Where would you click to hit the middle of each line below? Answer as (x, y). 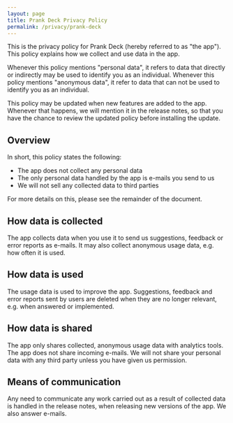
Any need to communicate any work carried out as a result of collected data (116, 399)
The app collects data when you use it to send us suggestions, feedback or (115, 238)
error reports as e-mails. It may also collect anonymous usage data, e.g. (111, 245)
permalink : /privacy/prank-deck (54, 27)
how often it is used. (36, 253)
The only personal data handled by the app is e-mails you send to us (116, 178)
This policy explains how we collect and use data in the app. (93, 54)
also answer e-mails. (37, 414)
